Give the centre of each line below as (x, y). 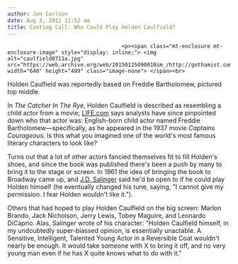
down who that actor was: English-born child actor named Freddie (104, 120)
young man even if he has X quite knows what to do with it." (95, 253)
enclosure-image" (33, 53)
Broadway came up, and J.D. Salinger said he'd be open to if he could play (116, 179)
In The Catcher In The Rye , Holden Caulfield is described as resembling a (114, 105)
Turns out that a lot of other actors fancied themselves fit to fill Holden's (112, 157)
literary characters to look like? (52, 143)
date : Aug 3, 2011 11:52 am (49, 21)
